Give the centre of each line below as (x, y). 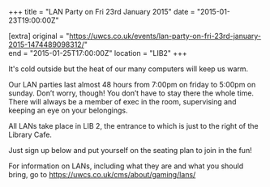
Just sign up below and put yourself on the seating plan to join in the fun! (131, 150)
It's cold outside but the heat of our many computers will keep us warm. (129, 69)
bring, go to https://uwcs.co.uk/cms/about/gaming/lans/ (102, 174)
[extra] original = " (39, 36)
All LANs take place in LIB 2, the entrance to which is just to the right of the (133, 126)
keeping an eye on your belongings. (68, 110)
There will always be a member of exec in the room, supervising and (122, 102)
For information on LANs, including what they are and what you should (126, 166)
